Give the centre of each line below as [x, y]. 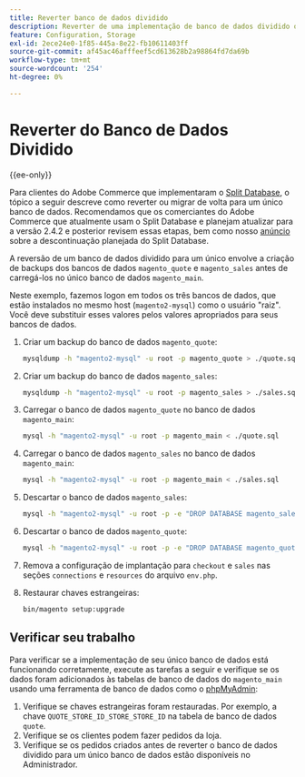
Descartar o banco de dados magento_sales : [105, 498]
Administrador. [50, 764]
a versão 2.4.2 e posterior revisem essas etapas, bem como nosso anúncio [150, 231]
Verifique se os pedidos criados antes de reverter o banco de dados [150, 745]
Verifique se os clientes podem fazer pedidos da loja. [122, 735]
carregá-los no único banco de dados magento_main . [107, 277]
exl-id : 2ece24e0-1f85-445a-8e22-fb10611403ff [99, 43]
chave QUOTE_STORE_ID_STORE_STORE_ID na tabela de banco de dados [149, 716]
